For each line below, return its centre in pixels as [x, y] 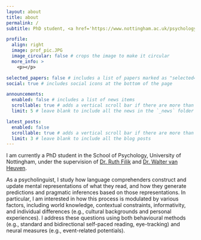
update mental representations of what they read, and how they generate [96, 186]
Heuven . [16, 168]
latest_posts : [24, 121]
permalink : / [22, 23]
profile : [17, 40]
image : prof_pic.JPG [37, 51]
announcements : [25, 94]
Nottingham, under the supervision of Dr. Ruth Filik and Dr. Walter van [92, 162]
